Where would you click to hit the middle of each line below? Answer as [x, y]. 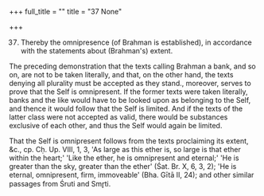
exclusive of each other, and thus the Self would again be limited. [116, 125]
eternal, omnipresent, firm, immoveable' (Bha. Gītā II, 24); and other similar [132, 175]
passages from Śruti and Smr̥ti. [60, 184]
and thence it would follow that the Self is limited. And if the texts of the [126, 108]
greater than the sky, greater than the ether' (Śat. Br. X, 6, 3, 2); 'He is [123, 166]
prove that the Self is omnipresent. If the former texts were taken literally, [128, 92]
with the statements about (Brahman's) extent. [97, 51]
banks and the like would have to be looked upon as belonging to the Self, [130, 100]
